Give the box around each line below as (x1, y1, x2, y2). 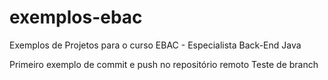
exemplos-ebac (9, 6, 143, 29)
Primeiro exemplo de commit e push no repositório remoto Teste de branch (9, 58, 319, 70)
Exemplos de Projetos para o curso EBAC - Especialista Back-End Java (9, 39, 302, 51)
